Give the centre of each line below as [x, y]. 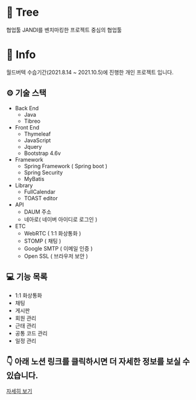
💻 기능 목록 [27, 277]
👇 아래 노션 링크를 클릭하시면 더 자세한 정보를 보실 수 [98, 362]
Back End [27, 108]
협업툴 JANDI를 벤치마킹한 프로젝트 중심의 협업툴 [64, 30]
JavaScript [37, 140]
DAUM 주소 [38, 212]
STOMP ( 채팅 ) [43, 241]
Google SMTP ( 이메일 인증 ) [58, 248]
